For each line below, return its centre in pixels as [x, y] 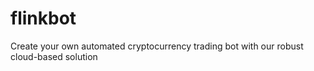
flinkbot [43, 18]
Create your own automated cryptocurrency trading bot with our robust [157, 46]
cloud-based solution [54, 56]
